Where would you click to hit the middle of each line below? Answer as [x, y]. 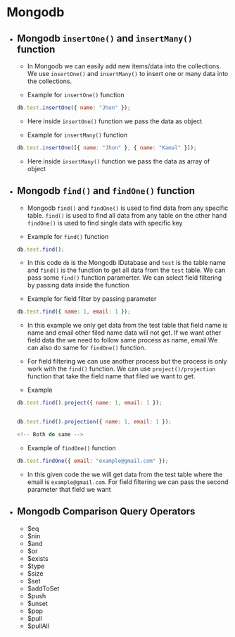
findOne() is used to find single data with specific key [105, 223]
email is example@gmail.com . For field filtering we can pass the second [128, 482]
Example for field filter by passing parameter [92, 299]
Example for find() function [68, 236]
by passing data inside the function [78, 285]
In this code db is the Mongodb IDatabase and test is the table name [126, 263]
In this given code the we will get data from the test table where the [125, 474]
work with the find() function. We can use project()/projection [121, 369]
